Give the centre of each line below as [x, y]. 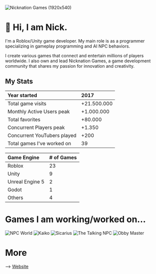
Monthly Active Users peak [39, 111]
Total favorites [24, 119]
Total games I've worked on [39, 143]
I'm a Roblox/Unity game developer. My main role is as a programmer [75, 41]
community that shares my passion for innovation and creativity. [70, 66]
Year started [23, 95]
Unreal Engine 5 [26, 181]
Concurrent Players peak [36, 127]
